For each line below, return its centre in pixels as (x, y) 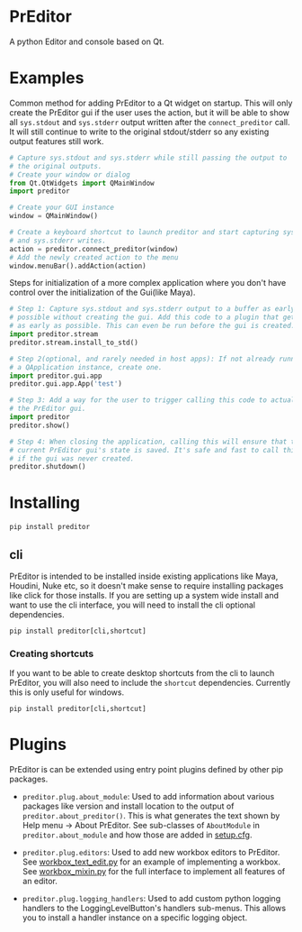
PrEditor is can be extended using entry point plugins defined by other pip (146, 770)
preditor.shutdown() (48, 467)
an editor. (40, 882)
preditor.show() (40, 425)
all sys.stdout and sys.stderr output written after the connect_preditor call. (150, 122)
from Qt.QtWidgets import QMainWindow (82, 183)
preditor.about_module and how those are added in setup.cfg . (137, 835)
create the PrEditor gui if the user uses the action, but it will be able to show (150, 112)
